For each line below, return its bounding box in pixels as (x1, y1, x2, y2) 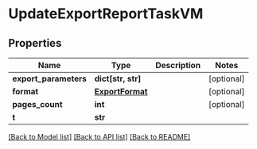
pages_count (12, 99, 63, 109)
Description (154, 60, 201, 71)
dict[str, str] (94, 73, 142, 84)
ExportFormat (94, 86, 148, 97)
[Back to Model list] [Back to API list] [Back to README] (8, 132, 191, 141)
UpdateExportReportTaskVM (8, 5, 204, 23)
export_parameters (12, 73, 88, 84)
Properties (8, 36, 62, 50)
